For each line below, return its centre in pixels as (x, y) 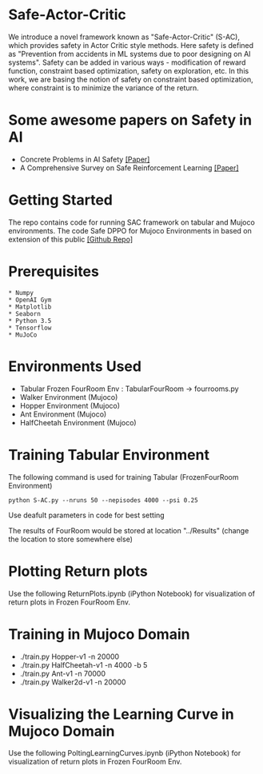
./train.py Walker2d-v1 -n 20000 (73, 682)
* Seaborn (25, 313)
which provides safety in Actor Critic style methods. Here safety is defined (131, 45)
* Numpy (21, 293)
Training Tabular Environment (109, 455)
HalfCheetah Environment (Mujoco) (78, 422)
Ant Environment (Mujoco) (63, 414)
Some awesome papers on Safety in (130, 120)
